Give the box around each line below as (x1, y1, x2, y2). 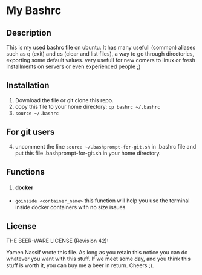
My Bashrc (6, 4, 62, 18)
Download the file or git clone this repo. (15, 96, 114, 103)
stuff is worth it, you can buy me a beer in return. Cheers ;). (6, 262, 154, 269)
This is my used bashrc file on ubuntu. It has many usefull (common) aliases (6, 44, 196, 51)
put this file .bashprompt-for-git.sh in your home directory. (15, 149, 161, 157)
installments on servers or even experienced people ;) (6, 63, 141, 70)
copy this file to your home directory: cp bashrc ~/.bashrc (15, 103, 160, 110)
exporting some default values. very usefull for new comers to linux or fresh (6, 57, 195, 63)
